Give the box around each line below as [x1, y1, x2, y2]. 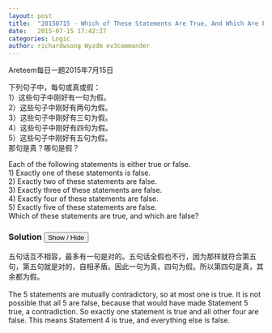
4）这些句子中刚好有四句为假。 [8, 123, 113, 133]
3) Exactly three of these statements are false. [8, 186, 163, 195]
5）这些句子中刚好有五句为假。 [8, 133, 113, 143]
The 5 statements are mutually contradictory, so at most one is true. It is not [8, 289, 261, 300]
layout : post [8, 11, 53, 20]
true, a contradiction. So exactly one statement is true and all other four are [8, 307, 259, 317]
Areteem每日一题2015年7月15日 [8, 66, 114, 75]
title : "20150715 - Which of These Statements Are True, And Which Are [8, 19, 259, 28]
